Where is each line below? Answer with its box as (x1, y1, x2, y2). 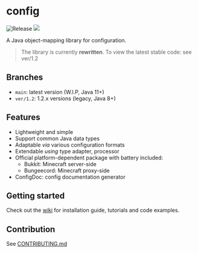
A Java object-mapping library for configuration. (6, 36, 127, 43)
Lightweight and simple (14, 128, 74, 135)
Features (6, 112, 40, 123)
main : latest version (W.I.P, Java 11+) (14, 88, 104, 95)
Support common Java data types (14, 135, 100, 142)
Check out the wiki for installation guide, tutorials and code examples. (6, 207, 180, 214)
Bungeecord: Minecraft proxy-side (24, 167, 110, 174)
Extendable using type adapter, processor (14, 147, 120, 155)
